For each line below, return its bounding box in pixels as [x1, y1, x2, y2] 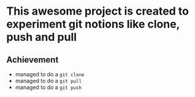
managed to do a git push [15, 84, 82, 91]
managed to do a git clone [15, 71, 85, 77]
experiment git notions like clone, [6, 17, 180, 31]
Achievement [6, 54, 59, 65]
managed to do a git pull [15, 77, 82, 84]
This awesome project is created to [6, 4, 189, 18]
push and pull [6, 31, 77, 44]
